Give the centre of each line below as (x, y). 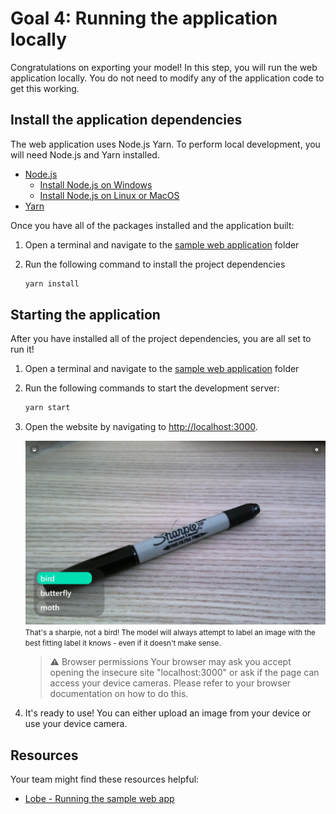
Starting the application (85, 315)
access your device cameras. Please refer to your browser (170, 683)
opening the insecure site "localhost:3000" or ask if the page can (184, 673)
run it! (22, 349)
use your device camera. (76, 724)
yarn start (47, 408)
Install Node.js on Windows (96, 184)
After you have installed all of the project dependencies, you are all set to (161, 339)
